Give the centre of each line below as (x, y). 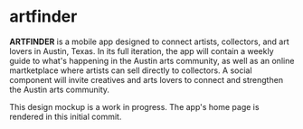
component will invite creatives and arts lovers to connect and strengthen (146, 79)
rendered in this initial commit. (66, 116)
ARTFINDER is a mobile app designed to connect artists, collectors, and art (149, 41)
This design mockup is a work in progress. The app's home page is (134, 106)
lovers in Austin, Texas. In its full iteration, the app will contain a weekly (142, 51)
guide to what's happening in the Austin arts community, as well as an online (152, 60)
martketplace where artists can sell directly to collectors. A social (131, 70)
